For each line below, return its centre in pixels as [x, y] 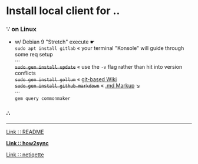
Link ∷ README [25, 132]
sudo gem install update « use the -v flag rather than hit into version [98, 67]
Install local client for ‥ [63, 11]
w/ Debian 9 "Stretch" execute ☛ [55, 42]
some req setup [34, 55]
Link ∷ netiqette [25, 155]
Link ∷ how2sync [27, 143]
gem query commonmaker [42, 99]
